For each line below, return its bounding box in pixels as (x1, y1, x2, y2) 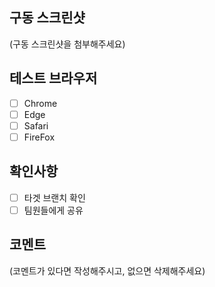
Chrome (23, 97, 58, 109)
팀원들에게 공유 (23, 204, 84, 216)
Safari (23, 119, 49, 132)
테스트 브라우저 (9, 70, 98, 87)
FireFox (23, 131, 56, 143)
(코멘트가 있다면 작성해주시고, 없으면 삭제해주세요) (9, 264, 206, 277)
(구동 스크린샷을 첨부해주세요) (9, 38, 126, 50)
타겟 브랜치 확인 (23, 191, 86, 203)
